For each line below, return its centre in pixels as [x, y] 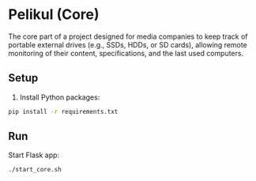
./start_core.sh [35, 170]
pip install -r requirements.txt [63, 111]
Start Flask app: [34, 155]
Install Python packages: [60, 97]
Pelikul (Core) [54, 15]
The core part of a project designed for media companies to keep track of [128, 36]
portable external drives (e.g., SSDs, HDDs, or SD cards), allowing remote [128, 44]
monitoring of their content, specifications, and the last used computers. [126, 53]
